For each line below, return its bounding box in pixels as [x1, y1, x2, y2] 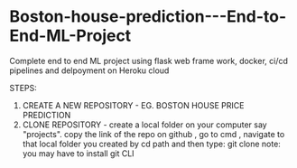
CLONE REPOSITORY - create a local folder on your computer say [22, 119, 268, 130]
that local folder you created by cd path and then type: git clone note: [22, 138, 282, 149]
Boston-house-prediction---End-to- [9, 6, 287, 27]
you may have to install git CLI [22, 147, 135, 159]
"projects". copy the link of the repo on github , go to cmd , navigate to [22, 128, 285, 139]
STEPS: [9, 82, 38, 93]
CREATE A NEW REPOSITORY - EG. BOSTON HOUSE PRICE [22, 99, 245, 110]
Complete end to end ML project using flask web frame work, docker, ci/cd [9, 55, 289, 66]
